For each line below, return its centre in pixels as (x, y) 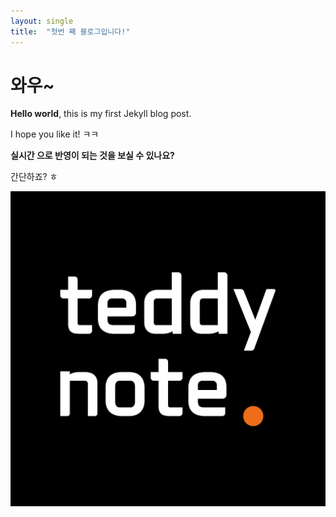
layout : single (42, 21)
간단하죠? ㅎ (34, 177)
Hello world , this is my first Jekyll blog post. (101, 114)
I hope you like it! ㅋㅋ (55, 134)
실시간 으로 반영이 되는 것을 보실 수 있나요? (92, 156)
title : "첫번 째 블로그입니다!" (70, 31)
